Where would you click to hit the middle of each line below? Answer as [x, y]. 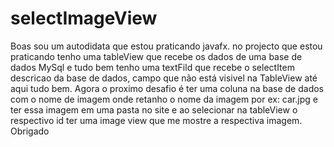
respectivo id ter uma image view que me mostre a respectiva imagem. [156, 120]
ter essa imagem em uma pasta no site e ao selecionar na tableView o [154, 109]
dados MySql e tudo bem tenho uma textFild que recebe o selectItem [152, 67]
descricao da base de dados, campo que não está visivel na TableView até [164, 78]
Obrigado [30, 131]
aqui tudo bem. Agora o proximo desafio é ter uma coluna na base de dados [167, 88]
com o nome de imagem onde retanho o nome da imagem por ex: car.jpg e [164, 99]
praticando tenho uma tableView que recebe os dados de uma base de [156, 56]
